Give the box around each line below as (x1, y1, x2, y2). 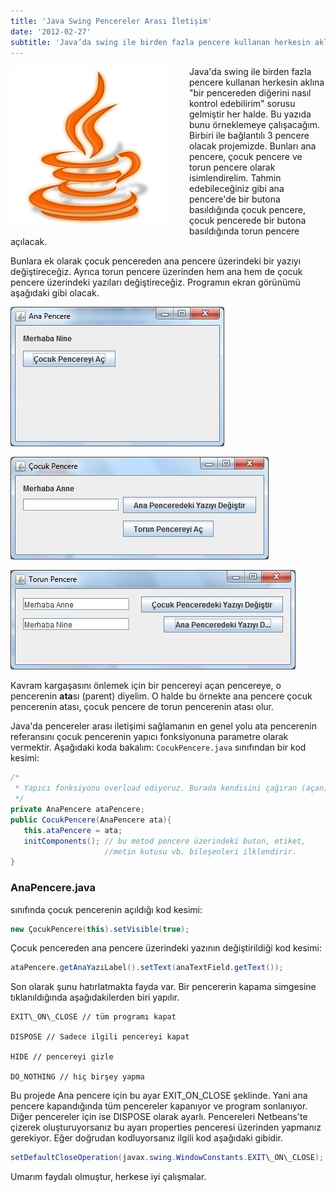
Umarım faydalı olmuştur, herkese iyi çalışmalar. (10, 1171, 207, 1183)
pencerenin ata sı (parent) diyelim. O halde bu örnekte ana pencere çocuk (10, 690, 313, 702)
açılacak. (10, 236, 48, 248)
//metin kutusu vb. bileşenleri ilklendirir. (104, 846, 298, 857)
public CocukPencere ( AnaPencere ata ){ (10, 815, 172, 825)
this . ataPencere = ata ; (23, 825, 123, 835)
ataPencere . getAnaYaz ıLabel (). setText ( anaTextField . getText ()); (10, 963, 284, 973)
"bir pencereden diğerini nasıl (189, 87, 312, 99)
